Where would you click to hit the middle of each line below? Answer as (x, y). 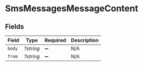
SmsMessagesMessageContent (72, 9)
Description (85, 40)
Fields (15, 27)
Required (55, 40)
